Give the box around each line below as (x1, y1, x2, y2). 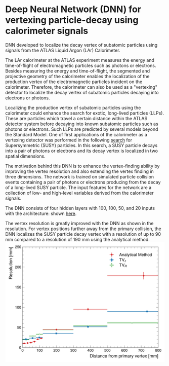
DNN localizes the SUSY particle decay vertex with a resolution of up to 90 (5, 231, 161, 237)
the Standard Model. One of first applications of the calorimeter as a (5, 131, 148, 137)
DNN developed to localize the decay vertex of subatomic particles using (5, 42, 158, 48)
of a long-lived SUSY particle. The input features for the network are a (5, 184, 152, 191)
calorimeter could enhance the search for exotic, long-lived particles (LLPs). (5, 110, 164, 116)
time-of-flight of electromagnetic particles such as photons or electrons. (5, 62, 156, 68)
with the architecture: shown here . (5, 210, 77, 216)
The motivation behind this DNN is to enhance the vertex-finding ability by (5, 163, 160, 169)
